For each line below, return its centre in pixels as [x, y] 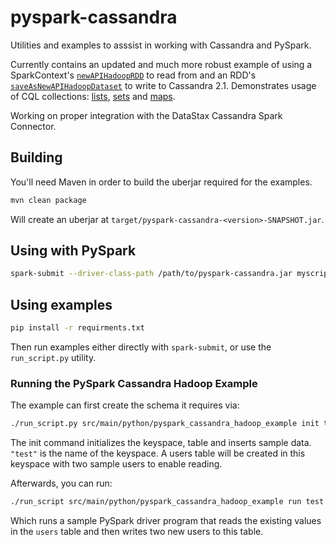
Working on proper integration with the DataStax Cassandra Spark [146, 115]
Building [36, 157]
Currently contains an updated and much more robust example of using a [161, 64]
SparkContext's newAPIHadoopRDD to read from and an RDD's [133, 75]
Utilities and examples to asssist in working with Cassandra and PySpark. [161, 45]
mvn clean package [48, 200]
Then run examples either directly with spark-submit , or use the [141, 347]
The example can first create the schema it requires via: [125, 405]
